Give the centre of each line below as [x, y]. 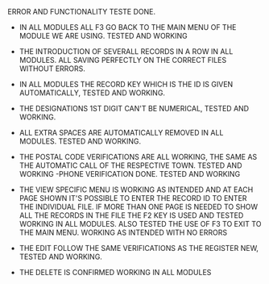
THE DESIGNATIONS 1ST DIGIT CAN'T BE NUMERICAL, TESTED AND [134, 109]
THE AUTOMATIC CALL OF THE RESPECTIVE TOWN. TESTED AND [130, 165]
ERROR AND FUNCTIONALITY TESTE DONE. [82, 12]
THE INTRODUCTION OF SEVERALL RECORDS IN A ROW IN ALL [126, 51]
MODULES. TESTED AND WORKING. [80, 141]
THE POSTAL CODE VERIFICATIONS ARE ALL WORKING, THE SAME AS [138, 157]
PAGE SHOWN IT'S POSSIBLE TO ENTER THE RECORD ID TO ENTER [133, 198]
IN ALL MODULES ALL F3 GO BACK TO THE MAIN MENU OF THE [128, 27]
